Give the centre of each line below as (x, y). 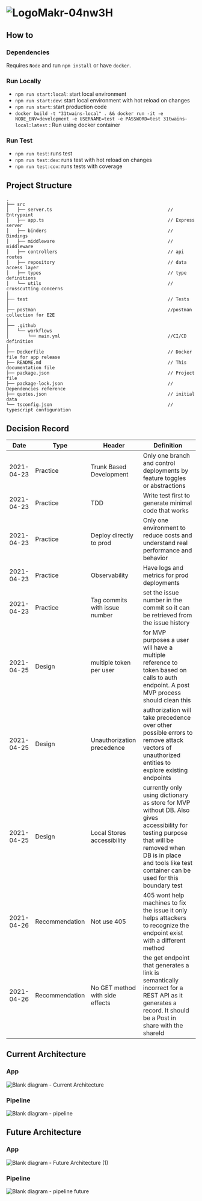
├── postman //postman (99, 310)
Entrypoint (20, 215)
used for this (161, 878)
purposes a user (166, 640)
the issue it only (165, 911)
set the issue (161, 593)
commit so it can (166, 608)
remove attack (163, 740)
